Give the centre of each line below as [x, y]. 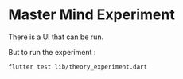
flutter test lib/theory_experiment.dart [78, 67]
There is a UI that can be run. [56, 37]
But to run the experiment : [52, 52]
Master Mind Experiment [91, 15]
